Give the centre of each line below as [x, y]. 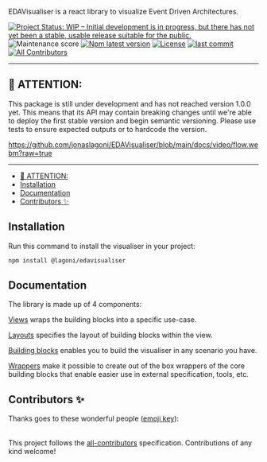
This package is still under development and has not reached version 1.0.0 [130, 103]
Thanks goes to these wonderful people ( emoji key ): [94, 419]
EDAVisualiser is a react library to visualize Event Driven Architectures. [124, 12]
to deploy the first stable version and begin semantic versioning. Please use [132, 120]
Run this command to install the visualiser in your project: [102, 246]
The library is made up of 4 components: [75, 305]
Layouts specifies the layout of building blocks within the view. [110, 335]
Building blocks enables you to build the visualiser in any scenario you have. [133, 351]
